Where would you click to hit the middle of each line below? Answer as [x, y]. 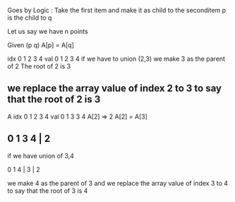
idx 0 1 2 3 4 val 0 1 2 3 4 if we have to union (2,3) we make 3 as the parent [116, 59]
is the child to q [30, 18]
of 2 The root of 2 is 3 [39, 66]
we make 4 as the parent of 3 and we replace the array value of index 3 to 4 [117, 183]
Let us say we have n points [48, 31]
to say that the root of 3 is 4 [48, 191]
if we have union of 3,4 [41, 155]
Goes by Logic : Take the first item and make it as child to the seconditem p [117, 10]
